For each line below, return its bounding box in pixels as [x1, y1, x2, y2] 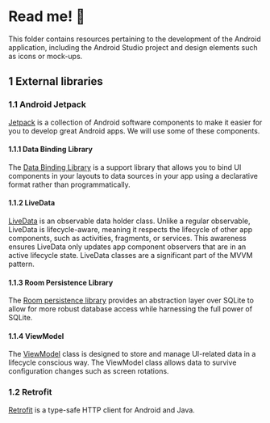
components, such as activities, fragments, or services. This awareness [8, 234, 247, 243]
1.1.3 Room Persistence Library [8, 277, 114, 287]
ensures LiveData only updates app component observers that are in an [8, 242, 247, 252]
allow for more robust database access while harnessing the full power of [8, 304, 252, 314]
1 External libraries [8, 74, 103, 88]
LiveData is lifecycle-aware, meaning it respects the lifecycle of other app [8, 225, 253, 235]
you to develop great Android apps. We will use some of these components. [8, 125, 260, 136]
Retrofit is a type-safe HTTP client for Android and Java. [8, 404, 195, 415]
